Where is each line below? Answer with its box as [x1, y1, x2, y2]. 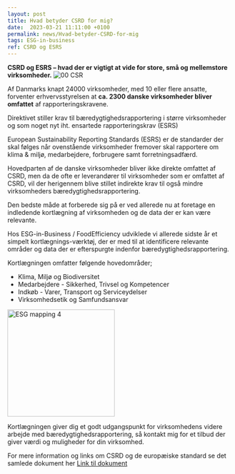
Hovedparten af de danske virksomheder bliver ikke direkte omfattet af [7, 164, 216, 172]
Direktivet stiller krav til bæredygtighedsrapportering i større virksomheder [7, 114, 226, 122]
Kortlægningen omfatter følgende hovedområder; [7, 258, 152, 267]
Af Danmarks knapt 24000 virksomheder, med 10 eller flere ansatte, [7, 85, 207, 93]
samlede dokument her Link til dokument [7, 459, 128, 468]
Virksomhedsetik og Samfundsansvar [17, 296, 129, 303]
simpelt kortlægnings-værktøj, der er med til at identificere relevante [7, 237, 209, 246]
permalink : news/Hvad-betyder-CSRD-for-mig [7, 30, 139, 38]
